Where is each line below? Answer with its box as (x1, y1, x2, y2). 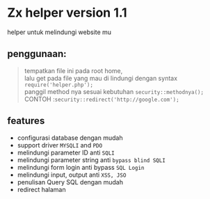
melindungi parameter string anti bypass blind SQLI (17, 155, 165, 164)
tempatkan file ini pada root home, (24, 66, 123, 74)
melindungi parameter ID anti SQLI (17, 148, 115, 157)
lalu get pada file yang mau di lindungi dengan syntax (24, 74, 178, 82)
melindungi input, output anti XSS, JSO (17, 170, 127, 179)
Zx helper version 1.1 (7, 5, 127, 21)
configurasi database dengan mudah (17, 134, 123, 142)
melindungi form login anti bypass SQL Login (17, 163, 145, 171)
